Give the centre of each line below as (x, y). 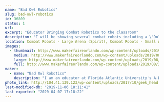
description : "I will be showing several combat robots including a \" (79, 37)
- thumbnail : (23, 51)
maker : (12, 69)
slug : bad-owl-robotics (29, 14)
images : (13, 46)
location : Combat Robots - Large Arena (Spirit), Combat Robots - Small (81, 42)
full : (20, 64)
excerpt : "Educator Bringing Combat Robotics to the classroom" (72, 32)
